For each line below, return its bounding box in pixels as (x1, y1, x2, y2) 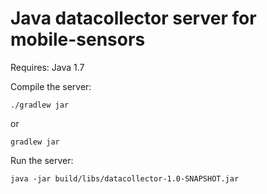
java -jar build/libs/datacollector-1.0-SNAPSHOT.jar (10, 173, 240, 184)
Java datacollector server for (10, 7, 257, 30)
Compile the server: (10, 80, 92, 92)
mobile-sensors (10, 28, 146, 51)
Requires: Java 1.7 (10, 61, 85, 73)
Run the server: (10, 154, 74, 166)
